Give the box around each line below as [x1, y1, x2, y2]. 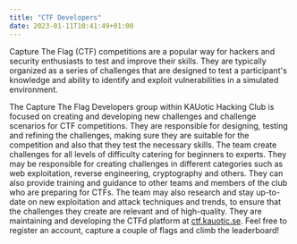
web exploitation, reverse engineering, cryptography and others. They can [9, 167, 284, 179]
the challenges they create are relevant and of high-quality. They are [9, 206, 262, 216]
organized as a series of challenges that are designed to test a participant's [9, 64, 288, 76]
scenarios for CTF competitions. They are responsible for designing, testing [9, 120, 288, 130]
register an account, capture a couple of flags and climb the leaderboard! [9, 224, 280, 235]
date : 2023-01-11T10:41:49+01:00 [9, 21, 134, 30]
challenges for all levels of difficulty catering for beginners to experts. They [9, 148, 287, 159]
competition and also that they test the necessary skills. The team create [9, 139, 277, 150]
